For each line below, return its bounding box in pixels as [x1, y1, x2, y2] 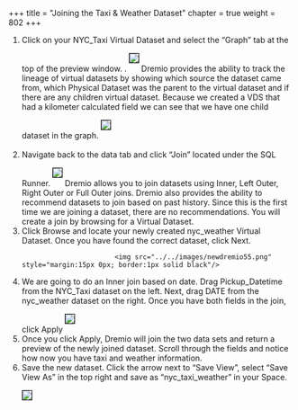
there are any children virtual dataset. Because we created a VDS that [21, 92, 281, 102]
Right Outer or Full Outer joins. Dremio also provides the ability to [21, 188, 263, 198]
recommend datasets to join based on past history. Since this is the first [21, 197, 288, 208]
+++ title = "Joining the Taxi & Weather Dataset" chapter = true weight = [8, 8, 276, 18]
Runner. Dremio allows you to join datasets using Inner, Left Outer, [21, 178, 279, 188]
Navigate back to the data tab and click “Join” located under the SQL [21, 149, 276, 160]
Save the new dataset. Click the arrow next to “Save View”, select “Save [21, 362, 289, 372]
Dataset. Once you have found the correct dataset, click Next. [21, 236, 251, 245]
